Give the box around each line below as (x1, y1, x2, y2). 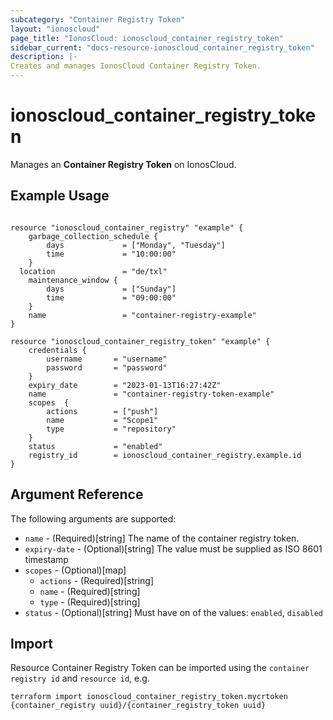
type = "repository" (46, 424, 177, 434)
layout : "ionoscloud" (10, 24, 101, 34)
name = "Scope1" (46, 415, 159, 425)
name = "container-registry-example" (28, 310, 257, 320)
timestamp (24, 553, 69, 565)
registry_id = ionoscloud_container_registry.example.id (28, 450, 302, 460)
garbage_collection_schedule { (28, 231, 159, 241)
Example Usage (10, 187, 110, 205)
